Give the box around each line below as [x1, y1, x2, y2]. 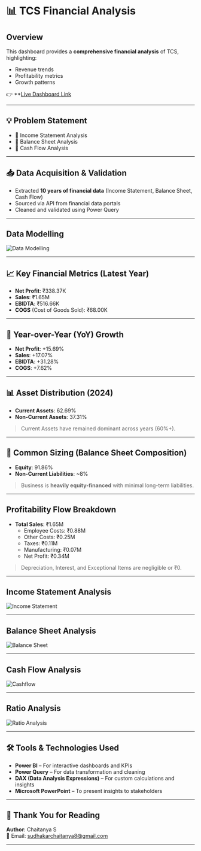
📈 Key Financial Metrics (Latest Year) [6, 268, 150, 278]
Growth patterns [14, 78, 56, 86]
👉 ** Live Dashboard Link [6, 90, 72, 98]
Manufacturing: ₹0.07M [23, 546, 82, 553]
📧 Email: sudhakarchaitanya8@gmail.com [6, 832, 108, 840]
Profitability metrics [14, 72, 63, 79]
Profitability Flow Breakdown [6, 504, 117, 515]
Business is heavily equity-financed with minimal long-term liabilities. [20, 482, 194, 489]
